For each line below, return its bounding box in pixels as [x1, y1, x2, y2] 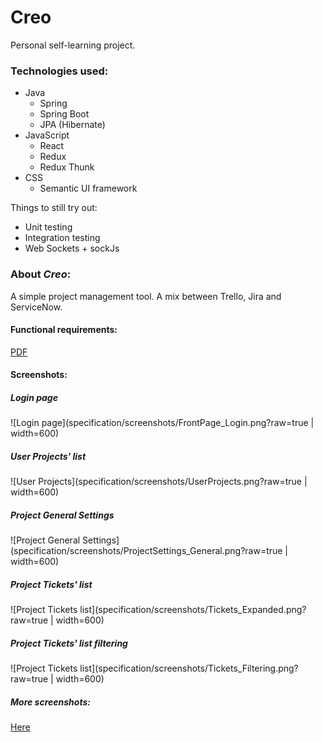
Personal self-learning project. [10, 39, 136, 51]
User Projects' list [10, 450, 87, 462]
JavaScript [24, 129, 70, 141]
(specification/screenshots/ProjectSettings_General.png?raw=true [10, 545, 283, 557]
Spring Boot [39, 108, 90, 120]
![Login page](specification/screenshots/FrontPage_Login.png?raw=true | [10, 417, 315, 429]
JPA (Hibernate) [39, 119, 106, 131]
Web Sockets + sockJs [24, 242, 120, 255]
